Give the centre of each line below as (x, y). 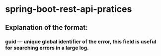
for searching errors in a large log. (47, 48)
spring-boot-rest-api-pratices (69, 9)
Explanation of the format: (46, 28)
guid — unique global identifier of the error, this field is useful (81, 42)
